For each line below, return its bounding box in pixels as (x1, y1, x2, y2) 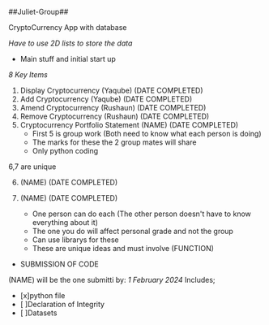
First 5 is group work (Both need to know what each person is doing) (32, 129, 262, 138)
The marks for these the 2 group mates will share (32, 137, 197, 147)
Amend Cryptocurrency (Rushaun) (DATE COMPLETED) (19, 103, 207, 112)
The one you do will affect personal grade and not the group (32, 227, 233, 236)
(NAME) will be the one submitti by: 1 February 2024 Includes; (8, 275, 216, 284)
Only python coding (32, 146, 99, 155)
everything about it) (32, 218, 99, 227)
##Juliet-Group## (8, 7, 69, 16)
